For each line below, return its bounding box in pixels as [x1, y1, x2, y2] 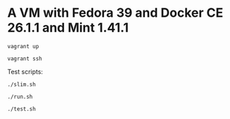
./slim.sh [7, 80, 37, 88]
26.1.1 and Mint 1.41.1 [7, 20, 129, 36]
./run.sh [7, 93, 33, 100]
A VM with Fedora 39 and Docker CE [7, 5, 224, 21]
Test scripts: [7, 67, 44, 76]
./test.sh [7, 105, 37, 113]
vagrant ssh [7, 55, 42, 62]
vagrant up [7, 43, 39, 50]
